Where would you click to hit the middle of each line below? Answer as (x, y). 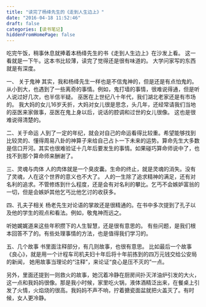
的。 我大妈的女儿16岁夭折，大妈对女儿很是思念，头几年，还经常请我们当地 (101, 104)
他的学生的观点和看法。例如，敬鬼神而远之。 (68, 213)
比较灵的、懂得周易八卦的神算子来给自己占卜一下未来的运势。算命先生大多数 (103, 141)
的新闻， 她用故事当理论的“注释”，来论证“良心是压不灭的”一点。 (87, 262)
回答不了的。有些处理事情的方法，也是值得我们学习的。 (81, 233)
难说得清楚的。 (25, 120)
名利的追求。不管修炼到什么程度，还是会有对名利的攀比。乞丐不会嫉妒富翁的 (103, 184)
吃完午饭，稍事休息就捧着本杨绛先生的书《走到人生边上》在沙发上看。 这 (98, 53)
